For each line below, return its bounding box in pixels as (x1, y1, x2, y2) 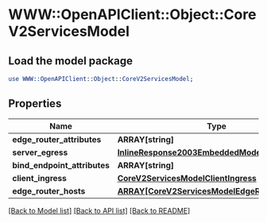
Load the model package (8, 54, 133, 67)
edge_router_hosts (12, 185, 86, 196)
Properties (8, 97, 62, 110)
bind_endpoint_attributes (12, 160, 110, 171)
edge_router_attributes (12, 133, 102, 144)
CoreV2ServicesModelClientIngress (117, 172, 257, 183)
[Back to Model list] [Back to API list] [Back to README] (8, 206, 191, 215)
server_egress (12, 147, 68, 158)
